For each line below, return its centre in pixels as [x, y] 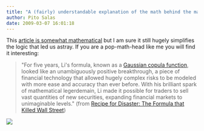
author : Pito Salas [31, 18]
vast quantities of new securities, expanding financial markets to [102, 97]
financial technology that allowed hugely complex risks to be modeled [108, 78]
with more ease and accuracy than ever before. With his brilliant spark [109, 84]
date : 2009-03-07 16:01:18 [40, 23]
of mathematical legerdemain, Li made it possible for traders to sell [105, 91]
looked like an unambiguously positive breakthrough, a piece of [100, 72]
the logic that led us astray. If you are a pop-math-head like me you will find [101, 47]
